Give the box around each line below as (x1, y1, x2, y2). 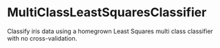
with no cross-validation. (7, 34, 78, 42)
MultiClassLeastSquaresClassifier (7, 5, 207, 20)
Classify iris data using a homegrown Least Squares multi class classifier (7, 27, 213, 35)
